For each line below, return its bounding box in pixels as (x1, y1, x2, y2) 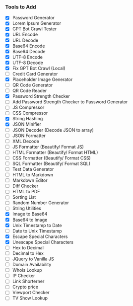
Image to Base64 (12, 211, 48, 217)
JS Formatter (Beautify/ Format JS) (12, 144, 84, 150)
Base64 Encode (12, 43, 45, 49)
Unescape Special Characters (12, 239, 73, 245)
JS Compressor (12, 104, 45, 110)
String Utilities (12, 205, 41, 212)
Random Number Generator (12, 200, 69, 206)
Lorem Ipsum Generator (12, 20, 61, 26)
